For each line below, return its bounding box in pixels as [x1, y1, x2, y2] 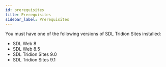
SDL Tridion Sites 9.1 [12, 57, 56, 63]
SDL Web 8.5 [12, 46, 40, 52]
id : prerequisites [5, 7, 44, 13]
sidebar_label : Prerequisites [5, 17, 70, 22]
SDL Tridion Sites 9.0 [12, 51, 57, 57]
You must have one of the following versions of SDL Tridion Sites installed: [5, 31, 161, 37]
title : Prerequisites [5, 12, 51, 17]
